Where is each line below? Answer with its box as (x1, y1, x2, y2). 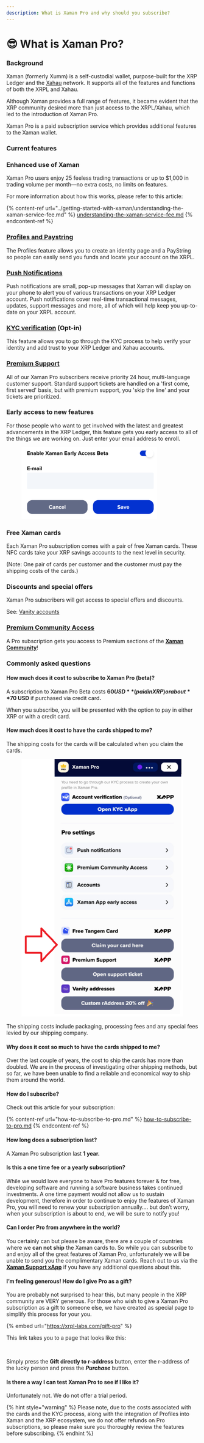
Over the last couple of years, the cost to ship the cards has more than (6, 1057, 184, 1064)
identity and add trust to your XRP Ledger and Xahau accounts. (6, 344, 165, 352)
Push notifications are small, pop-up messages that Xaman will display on (6, 282, 191, 290)
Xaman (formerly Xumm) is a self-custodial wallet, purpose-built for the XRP (6, 73, 197, 80)
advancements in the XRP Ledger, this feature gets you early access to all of (6, 428, 198, 435)
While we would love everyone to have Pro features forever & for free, (6, 1177, 181, 1184)
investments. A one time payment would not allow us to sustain (6, 1190, 164, 1198)
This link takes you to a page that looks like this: (6, 1334, 127, 1342)
